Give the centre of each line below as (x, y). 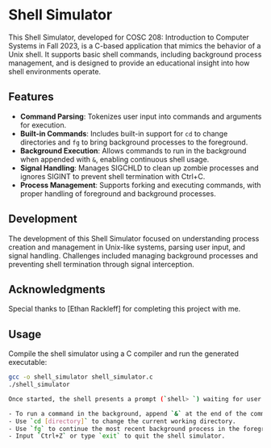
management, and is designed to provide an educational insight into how (129, 63)
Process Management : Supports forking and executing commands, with (140, 185)
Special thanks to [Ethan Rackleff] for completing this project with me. (125, 309)
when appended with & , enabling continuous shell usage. (115, 159)
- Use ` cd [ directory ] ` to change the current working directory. (122, 421)
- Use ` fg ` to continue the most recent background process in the (124, 429)
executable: (28, 362)
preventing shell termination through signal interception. (102, 264)
